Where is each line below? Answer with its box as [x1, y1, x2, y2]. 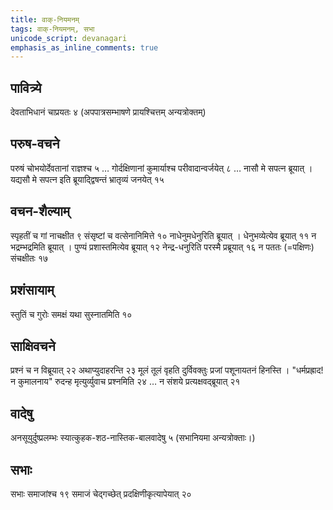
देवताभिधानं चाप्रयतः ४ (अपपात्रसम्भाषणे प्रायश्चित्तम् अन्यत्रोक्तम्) [10, 106, 207, 118]
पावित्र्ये [10, 79, 42, 96]
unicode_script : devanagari [10, 33, 128, 43]
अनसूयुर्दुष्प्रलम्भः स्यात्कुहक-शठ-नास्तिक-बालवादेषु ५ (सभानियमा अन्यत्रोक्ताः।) [10, 432, 256, 444]
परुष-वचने [10, 136, 60, 153]
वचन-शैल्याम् [10, 203, 70, 220]
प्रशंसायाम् [10, 282, 55, 299]
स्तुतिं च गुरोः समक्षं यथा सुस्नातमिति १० [10, 308, 133, 320]
